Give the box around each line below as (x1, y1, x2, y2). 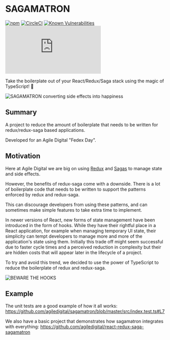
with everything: (5, 324, 39, 330)
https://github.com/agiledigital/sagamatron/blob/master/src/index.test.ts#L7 (5, 308, 165, 314)
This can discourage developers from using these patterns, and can (5, 201, 148, 208)
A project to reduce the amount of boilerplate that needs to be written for (5, 121, 158, 128)
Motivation (5, 152, 41, 161)
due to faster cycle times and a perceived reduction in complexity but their (5, 244, 161, 250)
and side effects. (5, 171, 41, 177)
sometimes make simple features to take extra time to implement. (5, 207, 143, 213)
